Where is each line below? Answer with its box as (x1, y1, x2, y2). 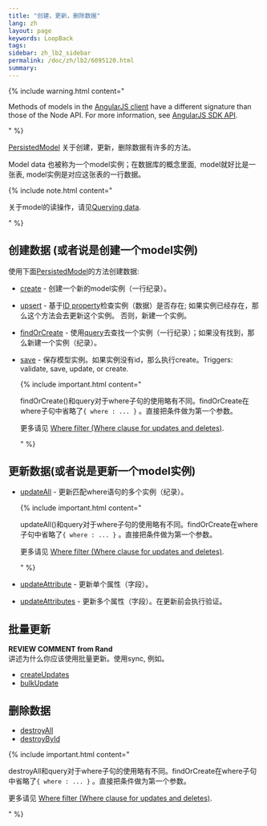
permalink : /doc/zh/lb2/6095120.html (8, 57, 135, 65)
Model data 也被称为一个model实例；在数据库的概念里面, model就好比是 (8, 159, 249, 169)
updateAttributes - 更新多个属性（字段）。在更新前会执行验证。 (19, 596, 227, 607)
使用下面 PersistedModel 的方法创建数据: (8, 266, 140, 276)
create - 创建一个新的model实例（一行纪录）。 (19, 283, 171, 293)
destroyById (19, 734, 61, 743)
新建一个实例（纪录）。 (26, 337, 102, 347)
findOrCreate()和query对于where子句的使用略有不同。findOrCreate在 (19, 395, 250, 406)
